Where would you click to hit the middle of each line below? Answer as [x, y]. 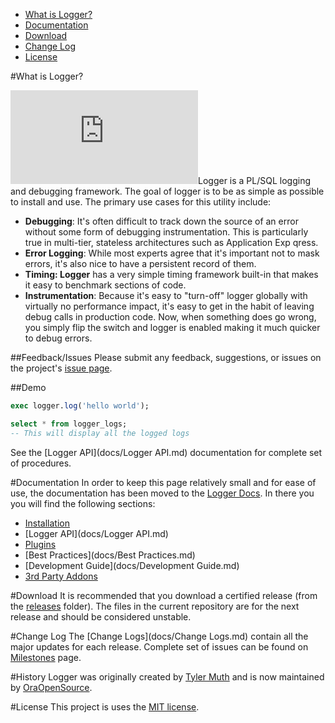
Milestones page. [46, 657]
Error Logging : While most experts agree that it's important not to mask [172, 253]
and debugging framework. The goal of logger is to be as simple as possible [167, 191]
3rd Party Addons [61, 576]
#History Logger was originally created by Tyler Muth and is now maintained [167, 676]
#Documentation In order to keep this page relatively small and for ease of [163, 482]
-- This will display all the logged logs [100, 433]
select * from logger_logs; [69, 424]
